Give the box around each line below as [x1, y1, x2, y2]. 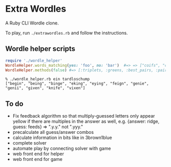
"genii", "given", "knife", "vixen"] [5, 86, 85, 91]
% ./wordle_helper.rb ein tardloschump [5, 77, 90, 82]
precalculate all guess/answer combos [12, 129, 94, 135]
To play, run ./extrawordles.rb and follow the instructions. [5, 30, 128, 36]
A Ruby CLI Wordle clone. [5, 20, 59, 26]
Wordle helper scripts [5, 44, 75, 53]
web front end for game [12, 156, 63, 162]
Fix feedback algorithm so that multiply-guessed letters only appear [12, 113, 155, 119]
